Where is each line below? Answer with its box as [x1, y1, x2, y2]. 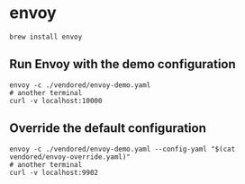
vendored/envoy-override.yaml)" [9, 152, 131, 162]
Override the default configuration [9, 120, 207, 136]
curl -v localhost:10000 [9, 96, 103, 105]
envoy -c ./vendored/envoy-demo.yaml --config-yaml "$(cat [9, 145, 236, 153]
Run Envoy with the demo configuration [9, 57, 236, 72]
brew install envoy [9, 32, 83, 41]
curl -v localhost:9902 [9, 168, 99, 177]
